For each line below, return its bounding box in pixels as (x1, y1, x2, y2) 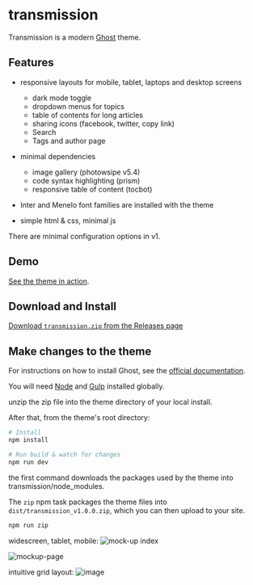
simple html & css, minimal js (19, 216, 116, 225)
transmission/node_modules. (8, 481, 105, 490)
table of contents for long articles (32, 110, 144, 120)
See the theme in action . (8, 276, 90, 286)
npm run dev (8, 458, 48, 466)
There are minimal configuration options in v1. (8, 231, 161, 241)
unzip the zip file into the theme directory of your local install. (8, 398, 213, 407)
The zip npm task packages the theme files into (8, 497, 167, 507)
